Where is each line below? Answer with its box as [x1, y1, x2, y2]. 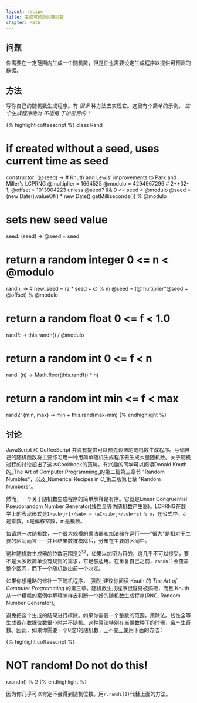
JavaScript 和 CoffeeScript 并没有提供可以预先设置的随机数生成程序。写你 [6, 446, 185, 453]
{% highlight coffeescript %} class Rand [6, 122, 103, 128]
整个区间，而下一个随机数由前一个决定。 [6, 565, 104, 572]
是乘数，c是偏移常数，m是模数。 [6, 517, 86, 524]
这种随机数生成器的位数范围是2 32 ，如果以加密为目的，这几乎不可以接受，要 [6, 549, 189, 557]
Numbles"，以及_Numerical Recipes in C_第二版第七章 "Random [6, 476, 161, 483]
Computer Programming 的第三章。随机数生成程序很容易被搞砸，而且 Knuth [6, 585, 189, 592]
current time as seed [6, 154, 109, 168]
